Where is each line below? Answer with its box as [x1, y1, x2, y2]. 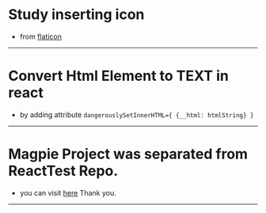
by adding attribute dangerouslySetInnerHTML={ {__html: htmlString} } [19, 109, 254, 120]
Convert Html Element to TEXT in [8, 67, 230, 85]
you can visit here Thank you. [19, 188, 116, 197]
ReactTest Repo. [8, 162, 119, 180]
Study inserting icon [8, 6, 145, 24]
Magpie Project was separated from [8, 145, 248, 163]
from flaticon [19, 32, 62, 41]
